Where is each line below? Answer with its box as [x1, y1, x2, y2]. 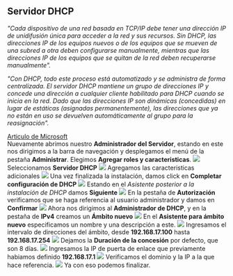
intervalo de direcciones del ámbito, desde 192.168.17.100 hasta [7, 227, 190, 236]
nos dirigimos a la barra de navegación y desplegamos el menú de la [7, 147, 204, 155]
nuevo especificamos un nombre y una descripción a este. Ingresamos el [7, 220, 227, 229]
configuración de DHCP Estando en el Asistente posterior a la [7, 180, 195, 188]
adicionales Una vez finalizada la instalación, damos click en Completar [7, 172, 222, 180]
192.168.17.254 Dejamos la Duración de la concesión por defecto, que [7, 236, 218, 244]
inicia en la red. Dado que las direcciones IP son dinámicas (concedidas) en [7, 97, 226, 105]
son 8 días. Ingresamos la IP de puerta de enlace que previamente [7, 244, 206, 252]
